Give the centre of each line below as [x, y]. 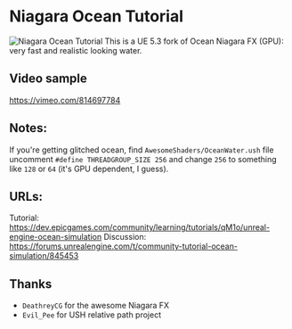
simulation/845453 [44, 256]
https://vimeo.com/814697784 [65, 100]
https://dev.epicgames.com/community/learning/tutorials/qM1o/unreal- [139, 227]
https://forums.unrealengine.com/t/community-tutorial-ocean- [124, 246]
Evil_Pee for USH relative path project [92, 315]
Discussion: [125, 237]
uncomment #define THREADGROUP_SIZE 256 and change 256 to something [143, 159]
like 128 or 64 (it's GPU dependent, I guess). [89, 169]
